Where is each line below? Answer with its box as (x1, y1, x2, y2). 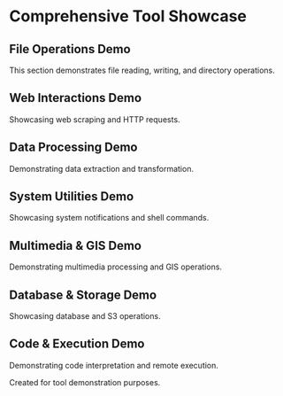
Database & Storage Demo (9, 287, 157, 302)
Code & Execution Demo (9, 337, 145, 352)
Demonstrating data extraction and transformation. (9, 163, 195, 174)
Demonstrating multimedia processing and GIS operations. (9, 261, 223, 272)
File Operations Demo (9, 42, 131, 57)
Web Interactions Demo (9, 90, 142, 105)
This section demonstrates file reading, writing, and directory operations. (9, 65, 276, 75)
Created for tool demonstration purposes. (9, 377, 161, 387)
